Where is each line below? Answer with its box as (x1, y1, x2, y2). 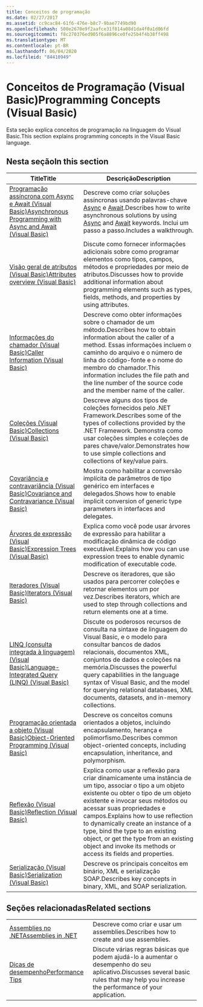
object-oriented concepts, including (83, 741, 186, 750)
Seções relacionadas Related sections (6, 903, 151, 913)
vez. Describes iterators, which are (83, 593, 180, 601)
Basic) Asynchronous (9, 207, 69, 216)
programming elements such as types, (83, 286, 192, 294)
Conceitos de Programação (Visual (6, 80, 185, 94)
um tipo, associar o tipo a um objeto (83, 781, 185, 790)
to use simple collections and (83, 450, 166, 458)
